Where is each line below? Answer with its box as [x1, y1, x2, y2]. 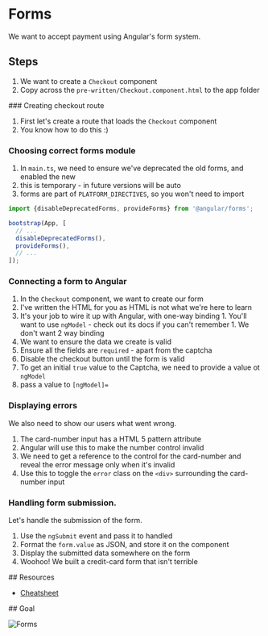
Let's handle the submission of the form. [8, 516, 142, 525]
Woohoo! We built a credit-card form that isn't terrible [19, 557, 199, 567]
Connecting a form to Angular [8, 276, 127, 287]
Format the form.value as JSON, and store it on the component [19, 540, 229, 550]
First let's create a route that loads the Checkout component [19, 116, 217, 126]
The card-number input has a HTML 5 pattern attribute [19, 433, 202, 444]
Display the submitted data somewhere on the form [19, 548, 191, 558]
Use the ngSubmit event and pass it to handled [19, 531, 173, 541]
